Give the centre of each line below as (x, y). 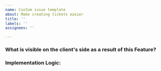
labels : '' (16, 23)
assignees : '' (20, 28)
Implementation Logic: (33, 63)
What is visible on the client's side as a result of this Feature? (81, 50)
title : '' (15, 19)
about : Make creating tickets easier (44, 14)
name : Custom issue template (35, 10)
